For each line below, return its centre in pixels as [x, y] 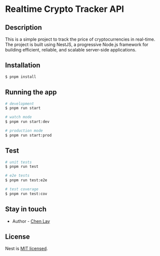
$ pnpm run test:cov [26, 194]
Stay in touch [26, 209]
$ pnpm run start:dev [27, 122]
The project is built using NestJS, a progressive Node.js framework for [77, 45]
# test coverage [22, 189]
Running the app [31, 92]
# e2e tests [17, 176]
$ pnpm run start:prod [28, 135]
